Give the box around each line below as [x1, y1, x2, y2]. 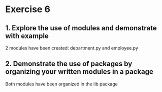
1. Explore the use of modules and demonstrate [5, 24, 157, 32]
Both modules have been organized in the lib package [5, 81, 118, 87]
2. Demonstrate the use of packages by [5, 60, 133, 68]
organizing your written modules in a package [5, 67, 153, 76]
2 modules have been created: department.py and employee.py [5, 45, 139, 51]
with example [5, 31, 49, 40]
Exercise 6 [5, 4, 51, 15]
